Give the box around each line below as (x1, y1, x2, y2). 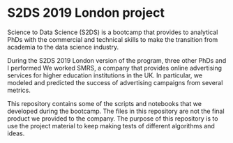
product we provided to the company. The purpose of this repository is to (7, 114, 218, 123)
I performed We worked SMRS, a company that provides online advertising (7, 63, 222, 72)
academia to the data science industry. (7, 43, 119, 51)
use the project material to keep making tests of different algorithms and (7, 121, 215, 130)
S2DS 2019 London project (7, 5, 165, 21)
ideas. (7, 129, 25, 137)
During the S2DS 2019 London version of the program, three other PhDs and (7, 56, 227, 64)
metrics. (7, 86, 31, 94)
